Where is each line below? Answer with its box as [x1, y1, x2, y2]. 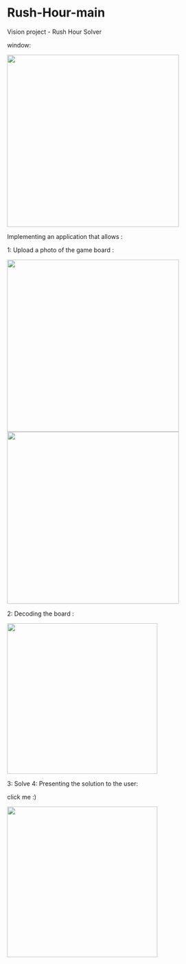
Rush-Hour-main [7, 5, 105, 21]
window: [7, 41, 32, 49]
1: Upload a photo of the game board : [7, 246, 115, 254]
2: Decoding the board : [7, 609, 74, 618]
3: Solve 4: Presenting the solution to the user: [7, 779, 139, 788]
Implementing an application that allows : [7, 232, 123, 240]
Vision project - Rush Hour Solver [7, 28, 102, 36]
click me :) [7, 793, 36, 801]
